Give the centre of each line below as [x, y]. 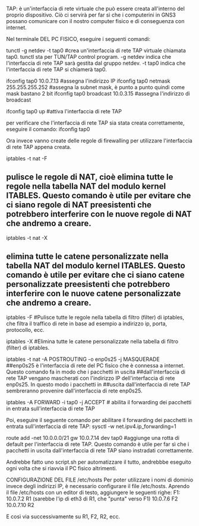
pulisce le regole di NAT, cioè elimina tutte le [90, 177]
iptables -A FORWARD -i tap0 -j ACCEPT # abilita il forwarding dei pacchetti [99, 402]
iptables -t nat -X [27, 237]
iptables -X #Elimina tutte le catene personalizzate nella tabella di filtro [92, 341]
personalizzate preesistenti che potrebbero [88, 284]
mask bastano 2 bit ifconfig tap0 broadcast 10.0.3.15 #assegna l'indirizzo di [98, 94]
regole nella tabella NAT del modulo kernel [86, 186]
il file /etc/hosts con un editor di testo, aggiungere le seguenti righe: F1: [93, 492]
